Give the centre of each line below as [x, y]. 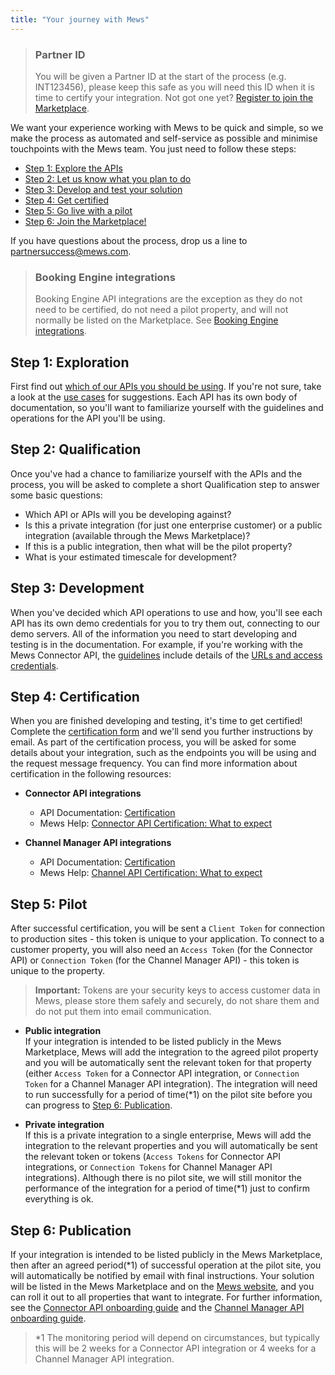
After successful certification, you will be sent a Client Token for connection [167, 928]
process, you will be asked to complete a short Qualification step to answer [165, 484]
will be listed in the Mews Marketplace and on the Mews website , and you [162, 1287]
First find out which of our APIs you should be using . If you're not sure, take [166, 387]
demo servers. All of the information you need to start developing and [154, 633]
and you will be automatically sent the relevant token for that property [168, 1063]
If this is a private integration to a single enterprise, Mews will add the [168, 1135]
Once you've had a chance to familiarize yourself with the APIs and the [156, 473]
